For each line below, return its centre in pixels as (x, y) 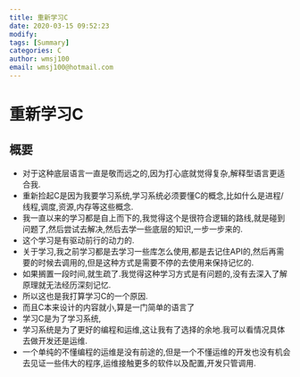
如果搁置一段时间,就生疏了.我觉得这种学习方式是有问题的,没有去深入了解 (154, 273)
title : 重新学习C (39, 17)
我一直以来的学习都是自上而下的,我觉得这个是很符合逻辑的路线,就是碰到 (154, 218)
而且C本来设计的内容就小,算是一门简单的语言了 (108, 307)
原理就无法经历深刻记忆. (67, 285)
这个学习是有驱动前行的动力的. (78, 240)
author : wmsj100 (39, 59)
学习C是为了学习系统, (62, 318)
